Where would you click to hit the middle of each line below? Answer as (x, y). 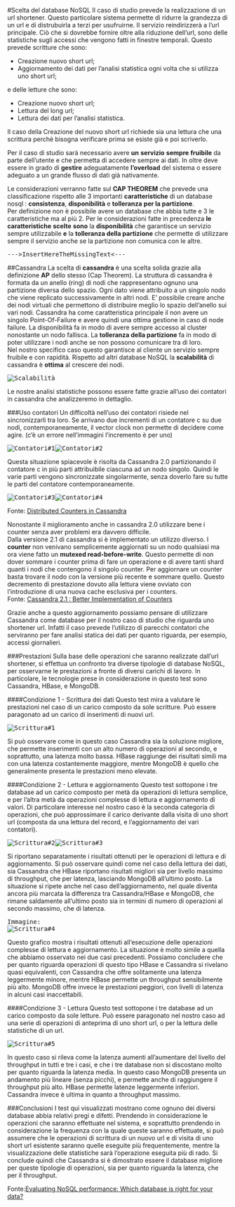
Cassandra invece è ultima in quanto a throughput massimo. (94, 1094)
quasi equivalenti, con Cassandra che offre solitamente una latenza (105, 972)
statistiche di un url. (36, 1030)
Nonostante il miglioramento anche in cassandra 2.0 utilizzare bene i (106, 525)
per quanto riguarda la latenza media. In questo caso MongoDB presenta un (117, 1072)
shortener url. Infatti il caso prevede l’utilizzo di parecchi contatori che (108, 627)
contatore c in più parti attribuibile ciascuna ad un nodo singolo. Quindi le (113, 469)
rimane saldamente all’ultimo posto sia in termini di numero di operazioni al (115, 901)
